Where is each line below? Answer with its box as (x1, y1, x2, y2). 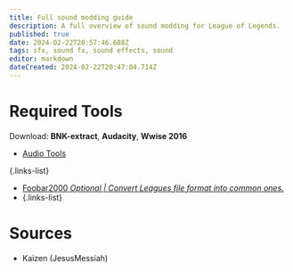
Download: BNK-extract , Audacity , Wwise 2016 (9, 130, 188, 141)
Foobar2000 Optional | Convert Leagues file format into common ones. (21, 182, 285, 193)
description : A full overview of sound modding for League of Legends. (9, 21, 281, 30)
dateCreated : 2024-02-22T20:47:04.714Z (9, 63, 158, 72)
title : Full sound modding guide (9, 12, 134, 22)
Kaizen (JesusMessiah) (21, 252, 109, 263)
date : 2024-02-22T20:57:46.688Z (9, 37, 129, 47)
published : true (9, 29, 69, 38)
